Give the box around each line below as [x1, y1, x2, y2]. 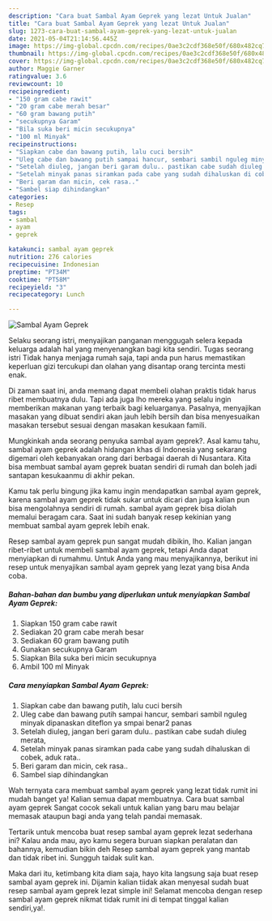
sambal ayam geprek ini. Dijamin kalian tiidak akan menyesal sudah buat [8, 877, 249, 887]
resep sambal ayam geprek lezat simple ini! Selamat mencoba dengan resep [8, 886, 263, 896]
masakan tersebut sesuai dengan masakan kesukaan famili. [8, 420, 207, 430]
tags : [8, 208, 27, 216]
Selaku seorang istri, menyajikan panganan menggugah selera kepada [8, 336, 243, 346]
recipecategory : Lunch [8, 291, 85, 299]
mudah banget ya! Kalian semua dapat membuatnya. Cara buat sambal [8, 794, 244, 804]
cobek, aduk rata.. [19, 752, 81, 763]
